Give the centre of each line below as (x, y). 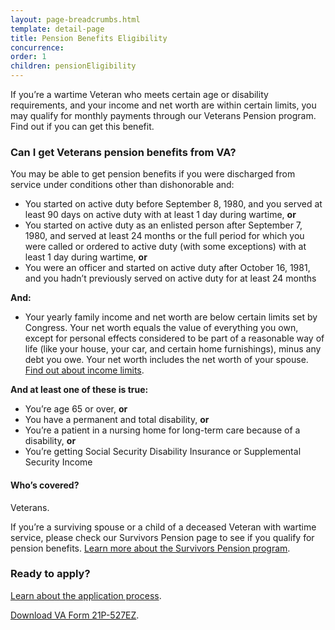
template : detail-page (57, 29)
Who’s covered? (45, 485)
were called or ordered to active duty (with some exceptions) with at (165, 247)
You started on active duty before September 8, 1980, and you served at (173, 204)
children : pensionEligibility (73, 66)
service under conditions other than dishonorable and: (122, 185)
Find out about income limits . (84, 370)
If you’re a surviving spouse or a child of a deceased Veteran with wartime (163, 527)
